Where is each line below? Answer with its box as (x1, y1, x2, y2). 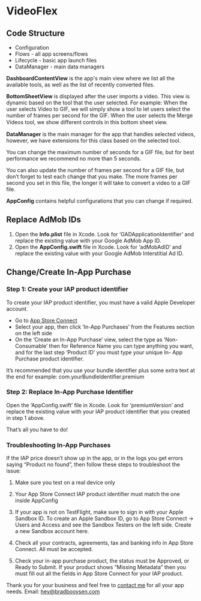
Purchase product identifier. (14, 355, 84, 362)
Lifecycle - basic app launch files (14, 57, 97, 64)
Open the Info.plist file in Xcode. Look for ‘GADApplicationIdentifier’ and (14, 230, 194, 238)
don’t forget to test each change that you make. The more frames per (6, 173, 178, 180)
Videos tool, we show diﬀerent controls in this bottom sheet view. (6, 119, 168, 125)
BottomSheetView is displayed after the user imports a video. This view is (6, 93, 190, 100)
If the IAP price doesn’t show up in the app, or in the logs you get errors (6, 455, 184, 462)
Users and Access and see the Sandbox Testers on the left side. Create (14, 521, 192, 528)
